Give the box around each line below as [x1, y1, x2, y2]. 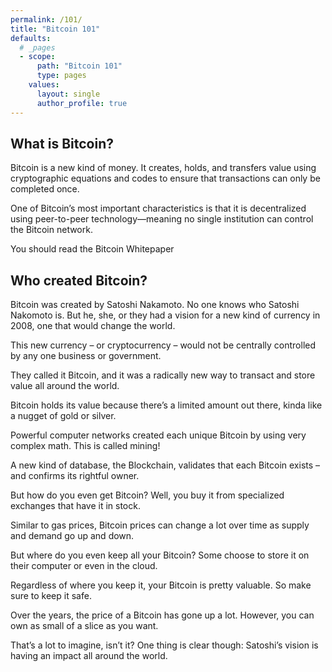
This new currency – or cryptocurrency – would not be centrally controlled [10, 339, 317, 351]
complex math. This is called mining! [10, 440, 161, 452]
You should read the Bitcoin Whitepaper [10, 243, 175, 255]
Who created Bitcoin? [10, 272, 148, 289]
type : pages [36, 71, 87, 81]
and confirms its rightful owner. [10, 470, 140, 482]
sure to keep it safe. [10, 590, 92, 602]
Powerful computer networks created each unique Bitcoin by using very [10, 429, 307, 441]
